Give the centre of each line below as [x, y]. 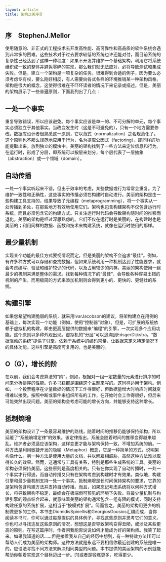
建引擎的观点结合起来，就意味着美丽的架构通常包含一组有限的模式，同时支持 [83, 499]
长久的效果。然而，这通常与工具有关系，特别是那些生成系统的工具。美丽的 [85, 462]
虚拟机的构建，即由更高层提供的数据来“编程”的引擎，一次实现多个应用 [85, 328]
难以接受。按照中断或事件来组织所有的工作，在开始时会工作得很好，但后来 [85, 395]
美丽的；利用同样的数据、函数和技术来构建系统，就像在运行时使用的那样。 [81, 225]
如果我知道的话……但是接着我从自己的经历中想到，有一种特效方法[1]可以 [87, 536]
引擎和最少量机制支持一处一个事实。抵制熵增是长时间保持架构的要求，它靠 [81, 481]
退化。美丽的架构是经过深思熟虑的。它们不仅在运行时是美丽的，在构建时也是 [83, 219]
